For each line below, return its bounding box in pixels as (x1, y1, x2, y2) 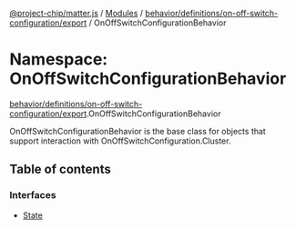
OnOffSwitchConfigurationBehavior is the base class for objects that (9, 125, 266, 136)
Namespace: (9, 49, 108, 70)
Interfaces (9, 189, 56, 202)
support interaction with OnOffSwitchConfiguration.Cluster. (9, 135, 231, 146)
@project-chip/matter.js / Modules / (9, 8, 144, 18)
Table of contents (9, 162, 111, 177)
